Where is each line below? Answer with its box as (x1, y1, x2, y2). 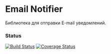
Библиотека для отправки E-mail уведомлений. (5, 20, 106, 26)
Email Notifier (5, 3, 63, 15)
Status (5, 32, 21, 39)
